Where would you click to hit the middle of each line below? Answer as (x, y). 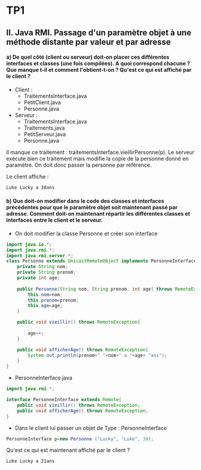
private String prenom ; (47, 272)
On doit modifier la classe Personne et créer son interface (86, 233)
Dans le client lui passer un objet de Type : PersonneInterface (91, 428)
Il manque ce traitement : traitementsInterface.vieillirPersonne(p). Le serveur (100, 152)
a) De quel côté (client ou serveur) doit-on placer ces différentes (88, 57)
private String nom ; (42, 267)
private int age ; (39, 278)
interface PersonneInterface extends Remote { (64, 400)
